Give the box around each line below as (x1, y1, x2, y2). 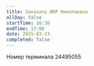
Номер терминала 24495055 (6, 53, 82, 60)
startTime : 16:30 (6, 20, 50, 26)
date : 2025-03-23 (6, 31, 50, 37)
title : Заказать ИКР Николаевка (6, 8, 88, 15)
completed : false (6, 37, 50, 43)
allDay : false (6, 14, 42, 20)
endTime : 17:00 (6, 25, 45, 32)
